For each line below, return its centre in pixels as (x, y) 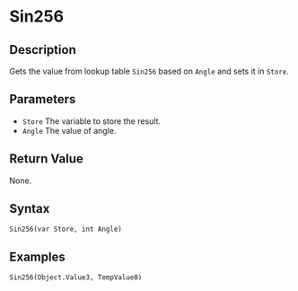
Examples (37, 256)
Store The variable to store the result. (92, 121)
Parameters (43, 99)
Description (43, 50)
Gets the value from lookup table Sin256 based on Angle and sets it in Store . (149, 71)
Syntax (30, 209)
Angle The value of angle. (69, 130)
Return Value (46, 159)
